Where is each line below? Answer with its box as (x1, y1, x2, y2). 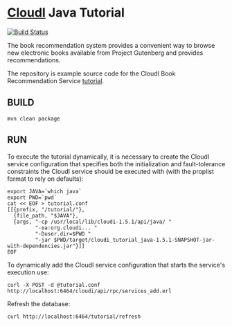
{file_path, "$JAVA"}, (13, 212, 79, 219)
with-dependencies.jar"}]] (7, 242, 85, 249)
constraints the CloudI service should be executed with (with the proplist (7, 167, 215, 175)
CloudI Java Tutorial (7, 5, 125, 21)
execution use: (7, 268, 50, 276)
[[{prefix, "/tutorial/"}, (7, 206, 85, 213)
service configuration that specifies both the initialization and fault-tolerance (7, 159, 226, 168)
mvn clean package (7, 115, 60, 122)
